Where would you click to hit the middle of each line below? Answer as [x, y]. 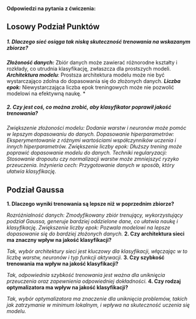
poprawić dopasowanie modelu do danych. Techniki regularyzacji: [87, 153]
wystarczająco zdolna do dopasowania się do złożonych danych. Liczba [94, 81]
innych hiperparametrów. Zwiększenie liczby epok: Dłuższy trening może [94, 147]
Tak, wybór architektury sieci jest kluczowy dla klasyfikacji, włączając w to [97, 251]
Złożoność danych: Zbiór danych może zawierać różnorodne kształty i [92, 63]
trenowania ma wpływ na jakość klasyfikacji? [63, 264]
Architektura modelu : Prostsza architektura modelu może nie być [86, 75]
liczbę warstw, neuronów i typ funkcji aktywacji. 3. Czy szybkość [86, 258]
